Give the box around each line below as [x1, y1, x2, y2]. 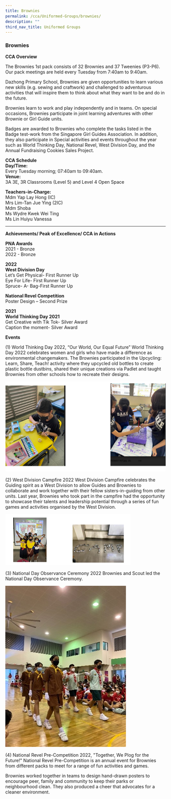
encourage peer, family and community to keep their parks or [5, 778, 134, 784]
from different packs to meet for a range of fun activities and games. [5, 763, 149, 769]
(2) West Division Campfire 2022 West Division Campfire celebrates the [5, 477, 156, 483]
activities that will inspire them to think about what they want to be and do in [5, 89, 165, 95]
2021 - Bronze [5, 245, 35, 252]
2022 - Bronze [5, 251, 36, 257]
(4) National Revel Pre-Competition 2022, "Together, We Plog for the [5, 752, 149, 758]
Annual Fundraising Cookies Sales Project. [5, 147, 94, 153]
